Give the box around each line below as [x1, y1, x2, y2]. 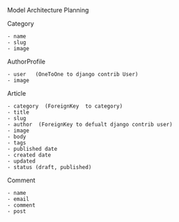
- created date [7, 151, 52, 158]
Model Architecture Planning [7, 6, 89, 14]
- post [7, 208, 26, 215]
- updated [7, 158, 36, 165]
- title [7, 109, 30, 116]
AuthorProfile [7, 57, 46, 66]
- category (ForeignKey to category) [7, 103, 123, 110]
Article [7, 89, 26, 97]
